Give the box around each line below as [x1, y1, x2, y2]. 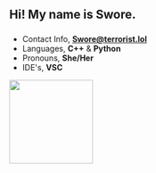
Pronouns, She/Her [21, 53, 94, 63]
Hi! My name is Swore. [9, 7, 136, 22]
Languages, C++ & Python [21, 44, 121, 54]
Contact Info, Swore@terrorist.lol [21, 34, 147, 45]
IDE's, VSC [21, 62, 63, 73]
